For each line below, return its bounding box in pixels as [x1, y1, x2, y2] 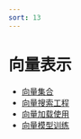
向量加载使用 [21, 109, 69, 119]
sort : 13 [8, 13, 41, 22]
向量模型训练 [21, 119, 69, 130]
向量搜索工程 [21, 97, 69, 108]
